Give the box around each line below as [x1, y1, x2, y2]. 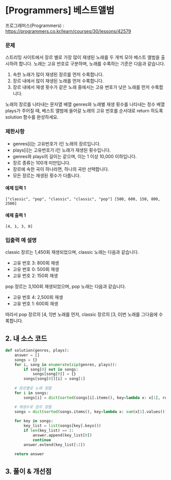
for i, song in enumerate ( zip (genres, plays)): [14, 362, 117, 367]
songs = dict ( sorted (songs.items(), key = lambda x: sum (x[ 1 [14, 409, 142, 414]
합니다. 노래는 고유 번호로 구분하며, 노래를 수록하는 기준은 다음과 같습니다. [18, 61, 165, 67]
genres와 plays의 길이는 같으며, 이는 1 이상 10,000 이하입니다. [12, 153, 137, 159]
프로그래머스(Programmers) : [5, 22, 65, 28]
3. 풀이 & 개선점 [5, 467, 52, 475]
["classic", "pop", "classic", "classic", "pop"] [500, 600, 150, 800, [5, 196, 160, 201]
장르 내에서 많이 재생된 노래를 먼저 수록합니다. [12, 78, 104, 84]
